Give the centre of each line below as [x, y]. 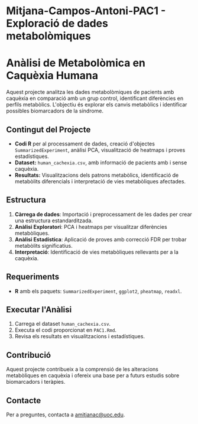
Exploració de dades [57, 23]
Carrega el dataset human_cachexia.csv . [63, 324]
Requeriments [33, 277]
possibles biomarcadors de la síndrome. [55, 111]
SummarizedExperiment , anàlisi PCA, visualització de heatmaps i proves [100, 150]
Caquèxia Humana [52, 76]
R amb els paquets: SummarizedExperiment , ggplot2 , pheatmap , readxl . [98, 291]
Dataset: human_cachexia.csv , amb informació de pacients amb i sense [101, 162]
